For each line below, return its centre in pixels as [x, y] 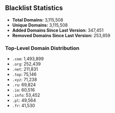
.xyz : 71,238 [24, 80]
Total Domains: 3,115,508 [38, 20]
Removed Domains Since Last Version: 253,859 [61, 35]
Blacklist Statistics [34, 8]
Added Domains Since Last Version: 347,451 [58, 30]
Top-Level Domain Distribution [42, 48]
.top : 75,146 [24, 74]
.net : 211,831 [25, 69]
